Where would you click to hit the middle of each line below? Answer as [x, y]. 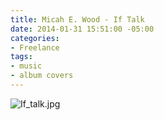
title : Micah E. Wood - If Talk [77, 19]
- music [26, 66]
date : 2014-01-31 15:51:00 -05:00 [82, 29]
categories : [35, 38]
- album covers [42, 76]
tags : [21, 57]
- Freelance [35, 47]
